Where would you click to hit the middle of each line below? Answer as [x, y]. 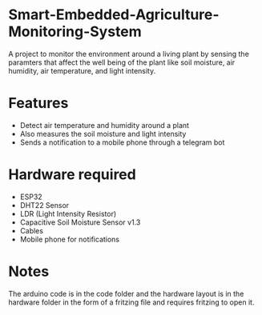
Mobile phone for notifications [70, 239]
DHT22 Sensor [44, 205]
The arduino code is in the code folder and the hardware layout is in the [126, 293]
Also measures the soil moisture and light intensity [103, 134]
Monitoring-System [75, 32]
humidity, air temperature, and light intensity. [82, 70]
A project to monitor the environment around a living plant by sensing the [129, 54]
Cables [32, 230]
